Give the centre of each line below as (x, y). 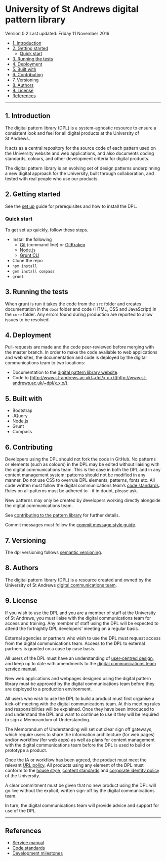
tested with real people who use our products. (52, 178)
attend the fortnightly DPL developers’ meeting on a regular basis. (72, 629)
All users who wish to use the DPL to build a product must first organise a (80, 698)
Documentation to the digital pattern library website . (65, 372)
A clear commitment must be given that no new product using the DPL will (81, 785)
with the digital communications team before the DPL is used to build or (78, 745)
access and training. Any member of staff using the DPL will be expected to (82, 623)
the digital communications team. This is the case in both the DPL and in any (83, 470)
